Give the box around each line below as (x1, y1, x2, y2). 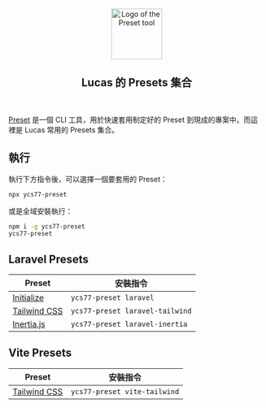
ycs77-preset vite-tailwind (70, 387, 180, 396)
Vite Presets (8, 346, 72, 360)
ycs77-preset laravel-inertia (70, 319, 188, 329)
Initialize (12, 293, 45, 304)
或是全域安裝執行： (8, 206, 73, 215)
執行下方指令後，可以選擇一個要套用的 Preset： (8, 174, 168, 184)
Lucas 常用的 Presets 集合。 (24, 124, 120, 134)
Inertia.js (12, 319, 46, 330)
